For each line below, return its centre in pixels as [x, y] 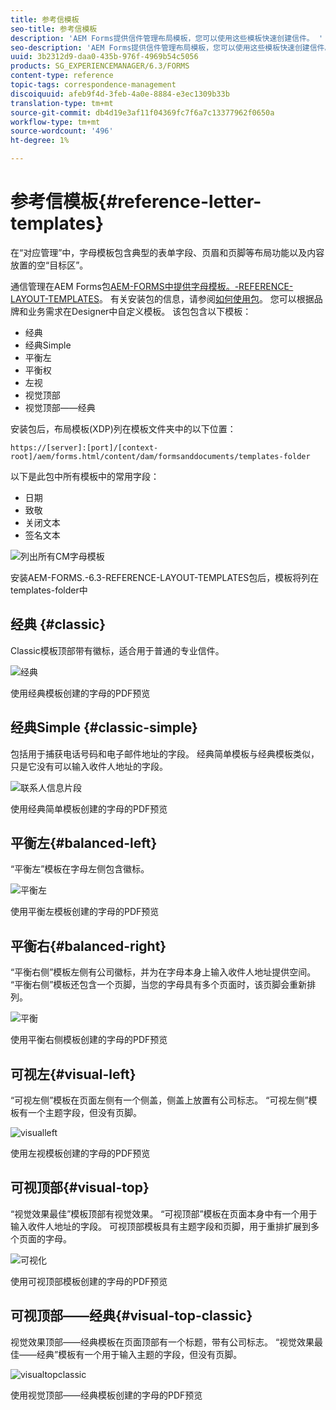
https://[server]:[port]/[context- [84, 447]
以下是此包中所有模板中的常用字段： [85, 476]
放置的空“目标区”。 [49, 265]
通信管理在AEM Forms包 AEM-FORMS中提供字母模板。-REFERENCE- [152, 286]
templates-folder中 [49, 590]
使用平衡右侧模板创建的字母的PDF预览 [89, 1040]
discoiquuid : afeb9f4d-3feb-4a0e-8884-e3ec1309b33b [120, 94]
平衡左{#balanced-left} [84, 842]
